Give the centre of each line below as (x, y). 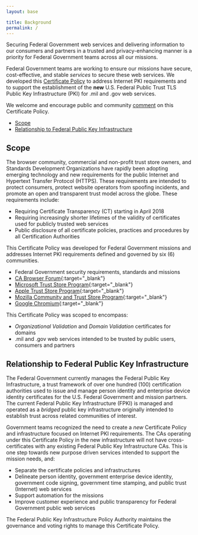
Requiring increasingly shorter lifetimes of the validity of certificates (97, 218)
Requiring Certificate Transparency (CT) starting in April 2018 (89, 211)
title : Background (29, 22)
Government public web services (55, 508)
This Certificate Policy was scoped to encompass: (67, 315)
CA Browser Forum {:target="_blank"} (60, 278)
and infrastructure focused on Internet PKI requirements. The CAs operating (98, 434)
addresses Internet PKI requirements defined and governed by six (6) (90, 254)
